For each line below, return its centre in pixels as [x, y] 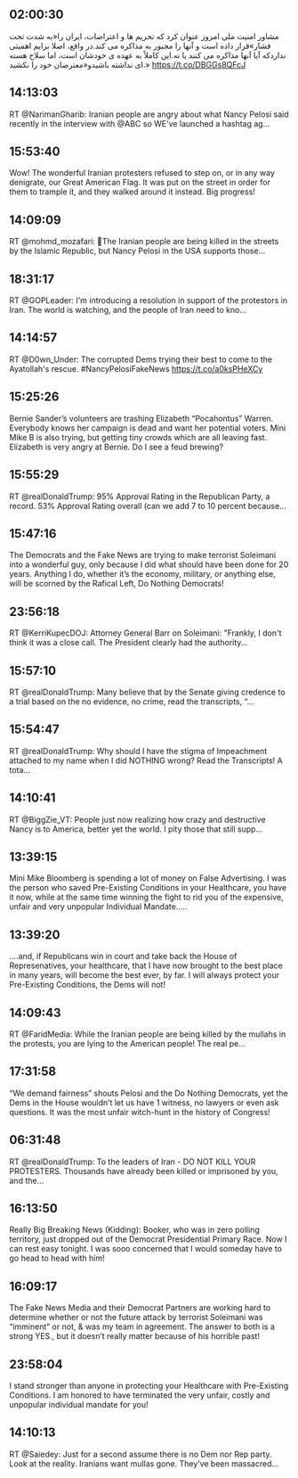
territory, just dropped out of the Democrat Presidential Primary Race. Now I [148, 1239]
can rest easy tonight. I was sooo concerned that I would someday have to [146, 1249]
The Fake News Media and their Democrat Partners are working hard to [140, 1308]
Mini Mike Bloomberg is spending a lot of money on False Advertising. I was [148, 878]
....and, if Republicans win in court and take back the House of [123, 957]
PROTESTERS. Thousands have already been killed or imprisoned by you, [144, 1170]
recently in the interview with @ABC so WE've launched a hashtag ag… [140, 123]
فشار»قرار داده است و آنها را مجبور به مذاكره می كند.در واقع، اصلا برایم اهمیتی [140, 45]
